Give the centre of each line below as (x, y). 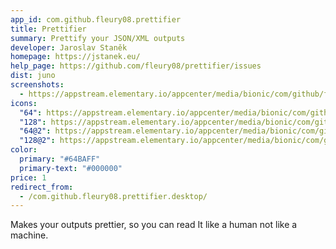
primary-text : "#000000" (71, 168)
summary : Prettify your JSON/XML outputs (98, 38)
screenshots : (37, 85)
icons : (24, 103)
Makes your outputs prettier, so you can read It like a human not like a (154, 225)
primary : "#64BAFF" (60, 159)
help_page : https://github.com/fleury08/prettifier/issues (136, 66)
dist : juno (33, 76)
